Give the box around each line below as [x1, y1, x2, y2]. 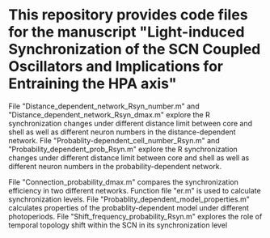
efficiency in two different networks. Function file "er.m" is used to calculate [8, 185, 261, 195]
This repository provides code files [8, 6, 248, 24]
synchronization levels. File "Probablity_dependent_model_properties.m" [8, 194, 251, 204]
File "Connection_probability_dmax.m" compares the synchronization [8, 176, 238, 187]
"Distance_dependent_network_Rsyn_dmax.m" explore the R [8, 109, 210, 119]
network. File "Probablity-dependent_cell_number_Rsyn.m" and [8, 135, 220, 145]
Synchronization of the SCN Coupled [8, 40, 261, 58]
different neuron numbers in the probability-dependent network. [8, 161, 222, 171]
